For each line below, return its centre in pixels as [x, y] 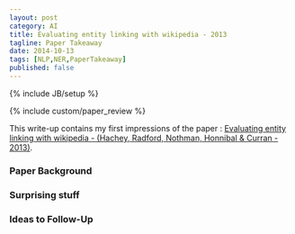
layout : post [34, 18]
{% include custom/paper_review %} [78, 111]
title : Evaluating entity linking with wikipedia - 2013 [118, 34]
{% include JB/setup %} [54, 93]
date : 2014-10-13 [42, 51]
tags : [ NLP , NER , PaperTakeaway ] [68, 59]
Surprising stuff [45, 194]
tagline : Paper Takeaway [56, 43]
